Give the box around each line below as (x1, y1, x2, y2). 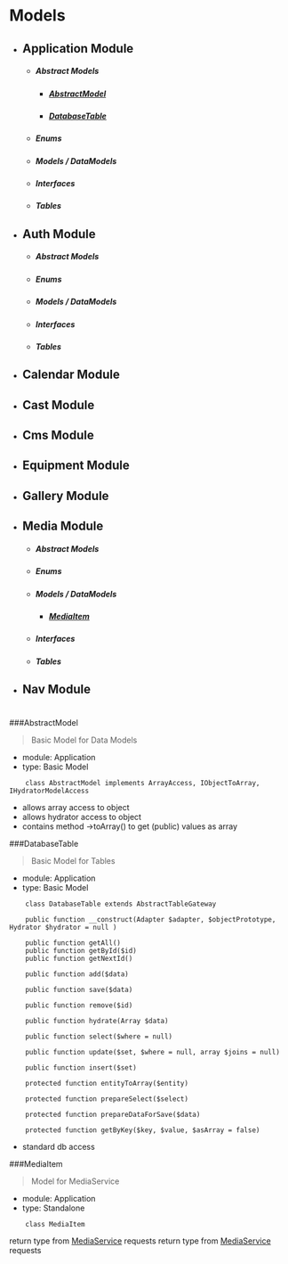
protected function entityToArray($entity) (25, 1079, 189, 1088)
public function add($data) (25, 970, 129, 979)
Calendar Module (21, 367, 120, 382)
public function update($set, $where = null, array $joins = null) (25, 1048, 280, 1057)
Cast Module (21, 398, 95, 413)
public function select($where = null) (25, 1032, 173, 1041)
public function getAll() (25, 939, 122, 948)
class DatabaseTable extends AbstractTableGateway (25, 899, 217, 909)
